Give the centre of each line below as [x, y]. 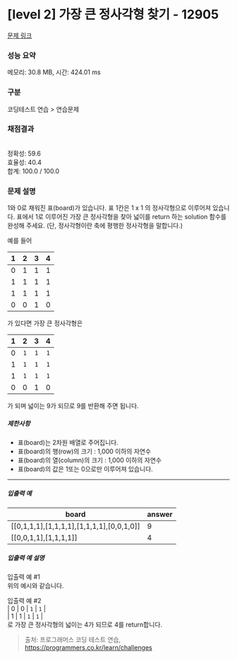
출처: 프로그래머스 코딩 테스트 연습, [73, 640]
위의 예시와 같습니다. [36, 586]
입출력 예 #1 [24, 577]
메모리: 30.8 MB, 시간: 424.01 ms [54, 72]
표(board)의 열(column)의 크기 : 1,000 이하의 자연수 [90, 460]
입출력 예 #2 [24, 601]
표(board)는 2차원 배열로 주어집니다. [68, 443]
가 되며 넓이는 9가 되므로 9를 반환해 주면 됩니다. [73, 406]
